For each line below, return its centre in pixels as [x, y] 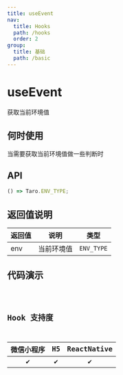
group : [16, 45]
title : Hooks [32, 26]
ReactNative [90, 349]
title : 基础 [30, 52]
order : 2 [26, 39]
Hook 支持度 [30, 318]
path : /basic [32, 58]
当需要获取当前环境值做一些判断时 [55, 154]
